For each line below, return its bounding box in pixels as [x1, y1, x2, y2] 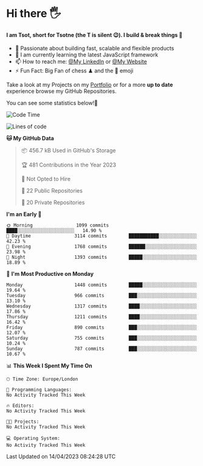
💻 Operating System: [6, 436, 61, 442]
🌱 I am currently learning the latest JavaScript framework [15, 51, 159, 58]
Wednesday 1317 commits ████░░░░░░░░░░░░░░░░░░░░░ [6, 303, 198, 309]
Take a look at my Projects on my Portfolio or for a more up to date [6, 81, 173, 89]
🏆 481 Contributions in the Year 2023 [21, 161, 117, 169]
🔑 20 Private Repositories [21, 199, 85, 206]
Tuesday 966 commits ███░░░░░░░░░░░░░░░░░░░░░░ [6, 293, 198, 299]
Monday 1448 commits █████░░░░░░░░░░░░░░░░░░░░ [6, 282, 198, 288]
